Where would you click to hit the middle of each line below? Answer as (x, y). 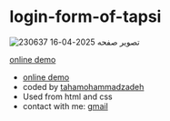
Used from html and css (67, 96)
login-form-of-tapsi (85, 17)
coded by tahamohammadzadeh (83, 86)
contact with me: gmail (65, 106)
